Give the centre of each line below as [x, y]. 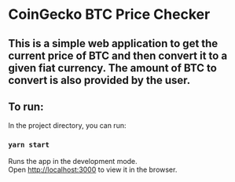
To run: [26, 106]
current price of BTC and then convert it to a [118, 55]
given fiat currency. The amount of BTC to [113, 68]
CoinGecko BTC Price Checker [109, 15]
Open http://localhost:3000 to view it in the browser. [93, 169]
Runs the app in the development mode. [73, 161]
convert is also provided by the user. [99, 80]
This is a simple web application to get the [113, 44]
